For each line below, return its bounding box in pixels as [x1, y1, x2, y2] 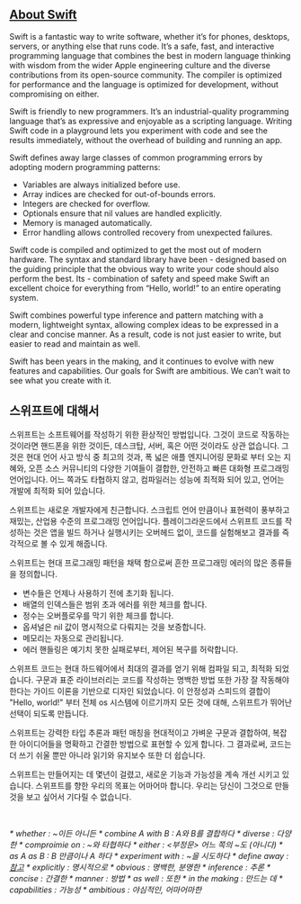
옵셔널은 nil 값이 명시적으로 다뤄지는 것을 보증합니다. [22, 621, 207, 632]
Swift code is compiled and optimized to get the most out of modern [9, 244, 262, 255]
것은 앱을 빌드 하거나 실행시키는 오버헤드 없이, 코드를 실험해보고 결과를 [32, 527, 280, 538]
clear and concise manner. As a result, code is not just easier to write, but [9, 329, 281, 339]
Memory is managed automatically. [22, 217, 153, 228]
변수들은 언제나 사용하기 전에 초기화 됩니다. [22, 587, 174, 598]
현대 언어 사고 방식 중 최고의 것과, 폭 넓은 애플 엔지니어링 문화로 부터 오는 [25, 451, 282, 462]
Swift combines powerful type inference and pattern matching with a [9, 310, 263, 321]
